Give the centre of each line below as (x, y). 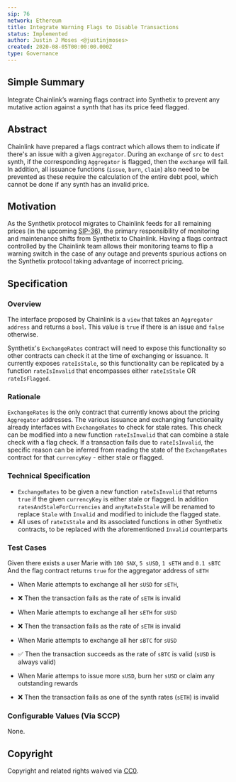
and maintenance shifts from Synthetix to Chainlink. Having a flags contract (118, 239)
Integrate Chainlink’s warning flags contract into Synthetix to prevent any (113, 99)
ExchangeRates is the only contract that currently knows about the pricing (113, 412)
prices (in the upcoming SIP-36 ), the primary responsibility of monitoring (113, 231)
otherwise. (23, 334)
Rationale (24, 396)
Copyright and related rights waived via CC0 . (73, 771)
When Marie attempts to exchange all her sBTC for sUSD (97, 640)
